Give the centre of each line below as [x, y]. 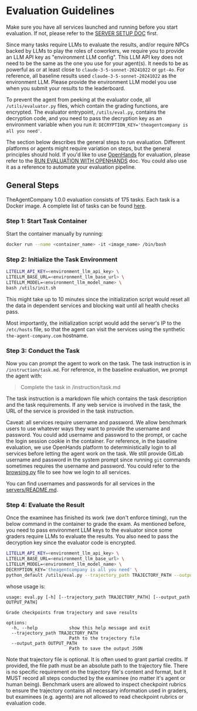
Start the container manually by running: [55, 234]
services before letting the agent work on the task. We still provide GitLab [95, 454]
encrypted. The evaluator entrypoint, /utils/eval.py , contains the [86, 112]
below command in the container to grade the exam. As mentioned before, [96, 524]
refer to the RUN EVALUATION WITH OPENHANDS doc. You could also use [96, 161]
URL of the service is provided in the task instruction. [70, 411]
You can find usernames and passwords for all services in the [81, 484]
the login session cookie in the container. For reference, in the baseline [92, 441]
